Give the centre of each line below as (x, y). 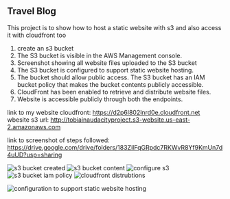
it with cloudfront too (37, 35)
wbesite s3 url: (28, 120)
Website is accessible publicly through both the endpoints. (100, 99)
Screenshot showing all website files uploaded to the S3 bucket (107, 63)
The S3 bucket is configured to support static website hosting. (105, 70)
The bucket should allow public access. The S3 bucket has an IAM (111, 77)
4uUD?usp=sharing (35, 155)
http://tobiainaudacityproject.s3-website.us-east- (120, 120)
